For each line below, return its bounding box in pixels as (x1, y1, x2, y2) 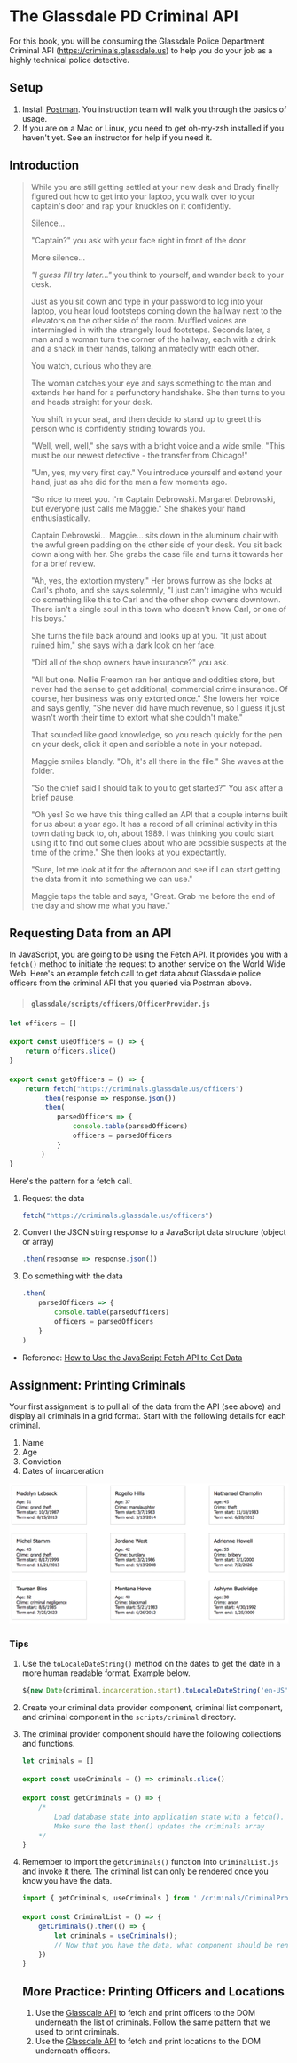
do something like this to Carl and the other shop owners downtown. (30, 593, 281, 605)
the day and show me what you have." (30, 900, 171, 911)
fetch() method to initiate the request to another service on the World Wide (9, 959, 285, 969)
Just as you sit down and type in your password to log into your (30, 296, 263, 307)
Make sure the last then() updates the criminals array (54, 1821, 265, 1831)
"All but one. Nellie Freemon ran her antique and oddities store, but (30, 673, 275, 685)
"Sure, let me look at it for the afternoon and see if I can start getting (30, 864, 281, 874)
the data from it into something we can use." (30, 873, 193, 884)
